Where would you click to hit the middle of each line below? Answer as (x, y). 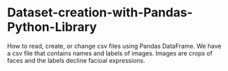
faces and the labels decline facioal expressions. (76, 60)
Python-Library (52, 27)
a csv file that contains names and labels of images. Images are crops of (110, 53)
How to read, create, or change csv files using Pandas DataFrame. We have (114, 46)
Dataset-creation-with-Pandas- (100, 13)
